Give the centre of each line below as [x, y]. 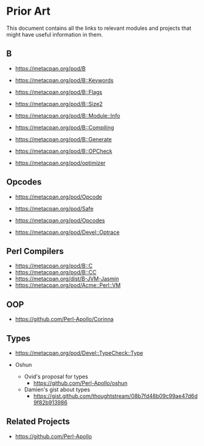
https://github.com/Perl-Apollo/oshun [80, 383]
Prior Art [28, 11]
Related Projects [38, 422]
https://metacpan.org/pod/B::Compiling [65, 127]
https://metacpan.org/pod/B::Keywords [64, 80]
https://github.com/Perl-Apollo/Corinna [64, 319]
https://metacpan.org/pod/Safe [54, 208]
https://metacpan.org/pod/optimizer [60, 163]
